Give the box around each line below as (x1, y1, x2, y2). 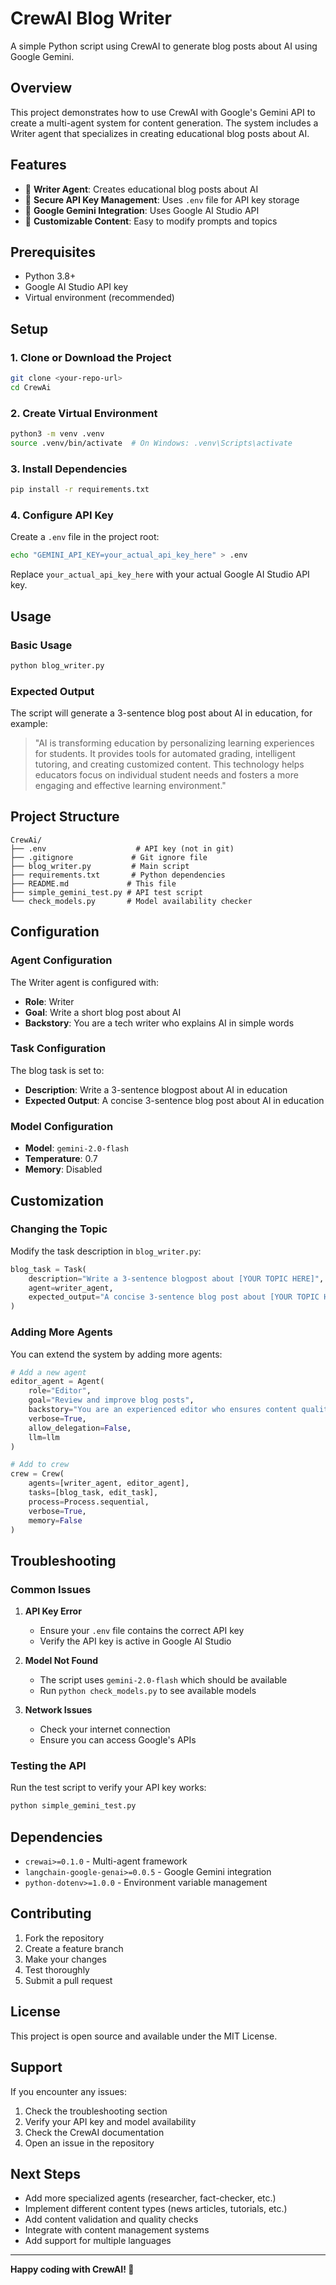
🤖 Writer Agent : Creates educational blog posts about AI (24, 183, 259, 195)
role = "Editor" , (28, 1386, 92, 1396)
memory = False (28, 1515, 83, 1526)
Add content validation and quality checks (24, 2213, 199, 2226)
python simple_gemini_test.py (10, 1801, 137, 1811)
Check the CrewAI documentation (24, 2126, 165, 2138)
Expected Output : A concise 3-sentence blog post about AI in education (24, 1094, 325, 1106)
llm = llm (28, 1432, 60, 1442)
